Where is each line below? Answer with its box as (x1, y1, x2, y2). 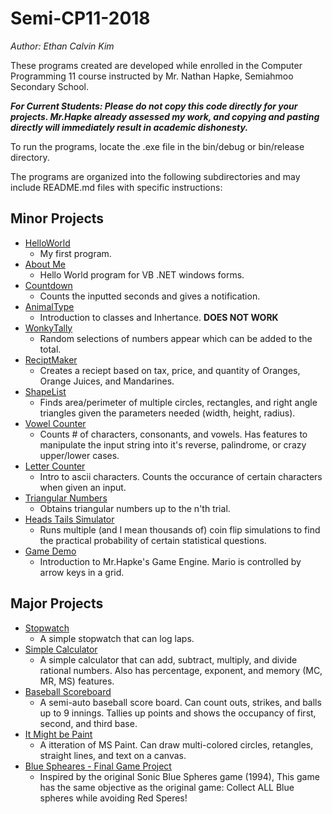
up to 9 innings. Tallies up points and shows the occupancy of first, (39, 707, 317, 719)
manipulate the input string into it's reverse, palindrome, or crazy (39, 438, 307, 451)
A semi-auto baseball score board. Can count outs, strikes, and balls (39, 696, 322, 708)
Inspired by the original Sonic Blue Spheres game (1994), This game (39, 770, 320, 782)
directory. (10, 151, 50, 163)
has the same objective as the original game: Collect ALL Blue (39, 781, 295, 793)
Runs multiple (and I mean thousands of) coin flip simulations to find (39, 523, 321, 536)
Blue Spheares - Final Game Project (24, 760, 172, 772)
